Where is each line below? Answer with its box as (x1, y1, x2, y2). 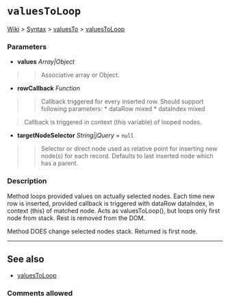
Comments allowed (7, 289, 73, 298)
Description (7, 176, 47, 186)
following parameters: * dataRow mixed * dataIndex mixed (40, 105, 205, 113)
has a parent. (40, 159, 79, 167)
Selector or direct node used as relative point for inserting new (40, 145, 218, 153)
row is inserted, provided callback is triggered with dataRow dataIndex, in (7, 199, 214, 207)
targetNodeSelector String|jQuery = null (16, 132, 134, 140)
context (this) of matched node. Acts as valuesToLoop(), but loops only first (7, 206, 220, 215)
